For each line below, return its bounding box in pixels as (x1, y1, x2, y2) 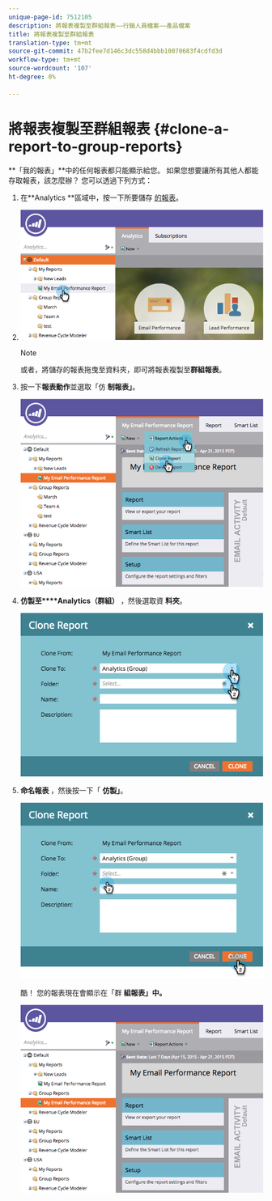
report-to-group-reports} (8, 138, 184, 155)
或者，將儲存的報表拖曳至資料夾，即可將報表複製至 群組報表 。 (19, 365, 227, 375)
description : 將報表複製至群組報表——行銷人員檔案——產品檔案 (8, 21, 191, 30)
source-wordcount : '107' (8, 65, 92, 73)
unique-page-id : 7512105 (8, 13, 92, 21)
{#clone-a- (153, 120, 229, 138)
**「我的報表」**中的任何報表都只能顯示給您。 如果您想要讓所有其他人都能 (8, 165, 259, 175)
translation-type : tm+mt (8, 39, 92, 47)
